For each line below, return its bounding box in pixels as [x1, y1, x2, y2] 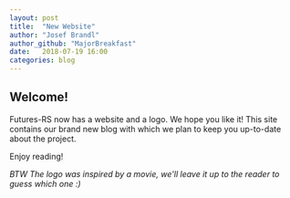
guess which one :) [9, 178, 81, 189]
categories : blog [9, 56, 76, 65]
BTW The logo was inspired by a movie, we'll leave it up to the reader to [9, 168, 280, 179]
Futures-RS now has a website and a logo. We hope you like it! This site [9, 113, 278, 124]
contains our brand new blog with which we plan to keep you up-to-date [9, 123, 282, 134]
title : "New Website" [9, 22, 96, 31]
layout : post [9, 13, 59, 23]
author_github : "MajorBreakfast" [9, 38, 137, 48]
